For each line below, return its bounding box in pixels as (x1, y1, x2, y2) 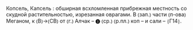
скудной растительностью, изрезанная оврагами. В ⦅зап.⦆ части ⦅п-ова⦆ (6, 11, 187, 18)
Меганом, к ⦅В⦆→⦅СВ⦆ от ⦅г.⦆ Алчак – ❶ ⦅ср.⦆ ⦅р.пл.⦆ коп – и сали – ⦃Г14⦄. (6, 17, 182, 24)
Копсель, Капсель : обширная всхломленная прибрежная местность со (6, 5, 187, 12)
